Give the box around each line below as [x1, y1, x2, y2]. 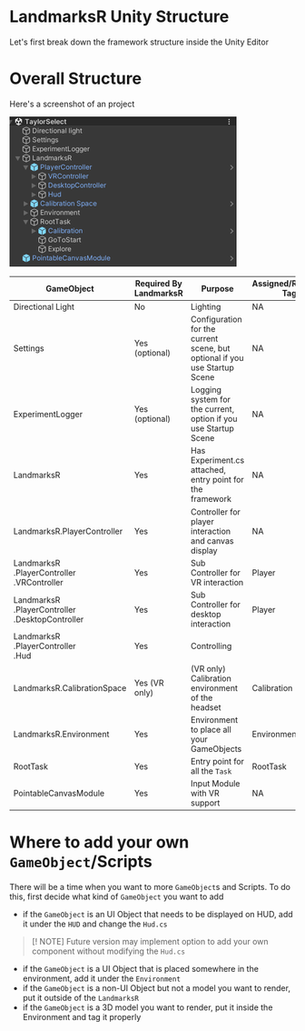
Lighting [190, 301, 221, 312]
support [190, 797, 221, 808]
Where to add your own [9, 832, 190, 853]
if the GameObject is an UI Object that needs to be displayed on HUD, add [22, 908, 293, 919]
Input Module [190, 778, 241, 789]
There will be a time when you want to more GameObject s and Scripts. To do [9, 881, 290, 892]
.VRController [13, 576, 64, 587]
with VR [190, 788, 220, 799]
